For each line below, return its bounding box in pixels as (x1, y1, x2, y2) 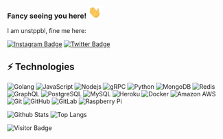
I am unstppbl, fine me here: (7, 27, 87, 35)
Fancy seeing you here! (7, 11, 87, 21)
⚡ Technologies (7, 61, 75, 72)
